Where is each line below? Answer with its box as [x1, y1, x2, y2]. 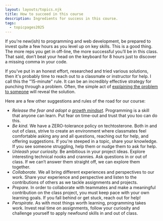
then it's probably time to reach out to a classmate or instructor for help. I [5, 74, 151, 79]
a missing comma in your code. [5, 59, 68, 65]
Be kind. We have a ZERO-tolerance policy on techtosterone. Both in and [12, 123, 157, 129]
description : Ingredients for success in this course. [5, 16, 118, 21]
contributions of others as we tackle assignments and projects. [12, 179, 138, 185]
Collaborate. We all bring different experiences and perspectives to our [12, 169, 154, 175]
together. [12, 164, 31, 170]
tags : [5, 20, 16, 26]
